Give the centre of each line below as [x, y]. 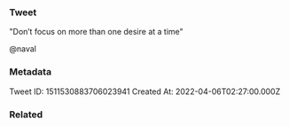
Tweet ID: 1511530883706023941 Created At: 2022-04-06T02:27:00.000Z [145, 91]
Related [26, 115]
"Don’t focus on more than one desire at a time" [96, 32]
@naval [23, 49]
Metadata [30, 72]
